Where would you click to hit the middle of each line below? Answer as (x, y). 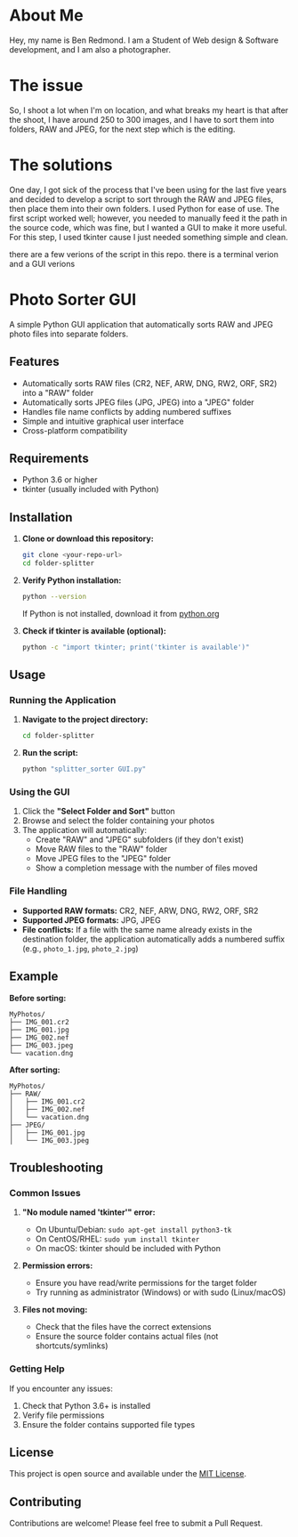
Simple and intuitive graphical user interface (103, 421)
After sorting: (35, 1070)
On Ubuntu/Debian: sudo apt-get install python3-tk (133, 1230)
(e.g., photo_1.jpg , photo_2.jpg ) (81, 948)
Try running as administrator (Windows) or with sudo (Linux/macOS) (161, 1292)
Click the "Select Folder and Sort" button (98, 812)
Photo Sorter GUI (73, 300)
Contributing (45, 1502)
